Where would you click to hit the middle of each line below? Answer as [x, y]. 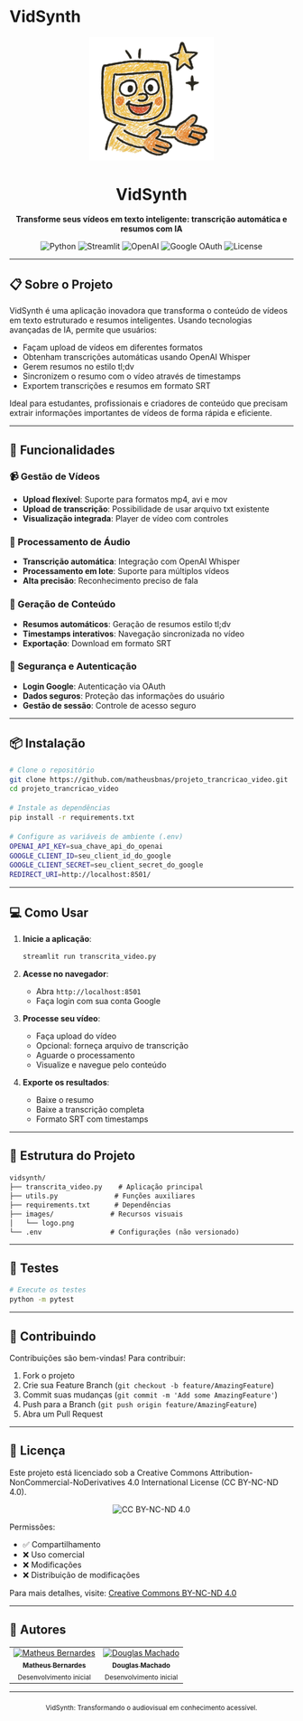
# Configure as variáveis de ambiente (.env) [96, 837]
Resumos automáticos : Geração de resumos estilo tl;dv [127, 624]
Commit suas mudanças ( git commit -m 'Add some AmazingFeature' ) [150, 1395]
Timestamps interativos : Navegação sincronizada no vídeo [133, 634]
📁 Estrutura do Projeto [72, 1156]
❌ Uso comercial [54, 1554]
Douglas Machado [142, 1666]
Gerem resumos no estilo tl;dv [78, 367]
